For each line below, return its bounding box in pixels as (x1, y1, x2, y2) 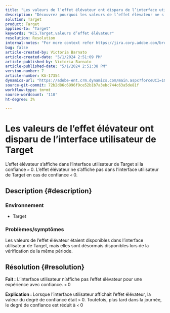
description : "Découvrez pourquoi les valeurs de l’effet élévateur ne (5, 12, 159, 17)
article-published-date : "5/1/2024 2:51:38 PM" (5, 64, 108, 69)
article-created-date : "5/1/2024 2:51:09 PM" (5, 54, 103, 60)
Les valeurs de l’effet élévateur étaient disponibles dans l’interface (5, 237, 144, 243)
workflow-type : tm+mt (5, 87, 51, 93)
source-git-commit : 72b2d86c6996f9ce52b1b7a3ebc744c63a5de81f (5, 82, 139, 87)
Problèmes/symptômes (5, 226, 64, 233)
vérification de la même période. (5, 248, 73, 254)
